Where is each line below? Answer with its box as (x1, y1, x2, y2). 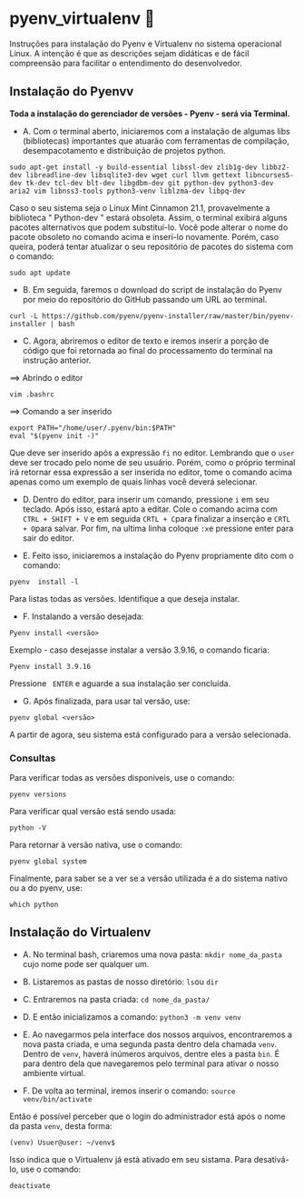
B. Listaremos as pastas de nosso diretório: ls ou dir (22, 976, 220, 987)
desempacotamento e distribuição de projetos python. (22, 145, 227, 155)
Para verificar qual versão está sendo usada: (9, 806, 177, 817)
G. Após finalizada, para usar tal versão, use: (22, 695, 191, 706)
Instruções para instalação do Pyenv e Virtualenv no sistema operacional (9, 38, 282, 49)
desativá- (253, 1153, 289, 1164)
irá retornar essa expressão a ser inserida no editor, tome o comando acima (9, 466, 292, 477)
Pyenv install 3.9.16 (9, 662, 92, 671)
